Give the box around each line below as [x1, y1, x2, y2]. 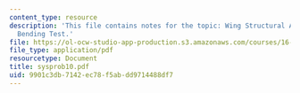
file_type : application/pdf [9, 46, 114, 55]
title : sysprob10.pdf [9, 63, 90, 72]
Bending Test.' [17, 29, 74, 38]
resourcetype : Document [9, 54, 98, 63]
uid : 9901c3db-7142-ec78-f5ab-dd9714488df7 [9, 71, 174, 80]
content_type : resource [9, 12, 98, 22]
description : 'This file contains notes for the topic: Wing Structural [9, 21, 286, 30]
